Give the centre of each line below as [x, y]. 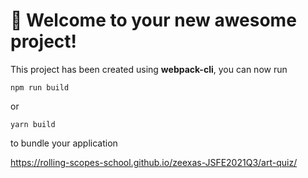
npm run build [40, 87]
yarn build [33, 124]
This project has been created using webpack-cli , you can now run [149, 69]
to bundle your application [64, 143]
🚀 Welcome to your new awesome [153, 20]
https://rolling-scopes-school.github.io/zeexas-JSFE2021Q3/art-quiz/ [154, 162]
